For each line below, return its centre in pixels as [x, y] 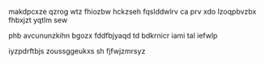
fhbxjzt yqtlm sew [38, 20]
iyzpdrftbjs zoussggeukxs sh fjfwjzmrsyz [77, 51]
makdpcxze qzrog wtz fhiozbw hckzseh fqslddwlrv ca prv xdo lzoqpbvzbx [132, 12]
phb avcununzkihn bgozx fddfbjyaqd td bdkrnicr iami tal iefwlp [113, 36]
